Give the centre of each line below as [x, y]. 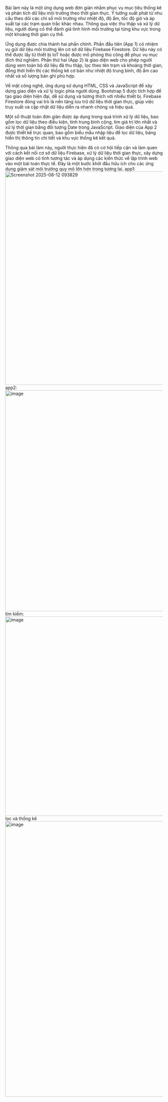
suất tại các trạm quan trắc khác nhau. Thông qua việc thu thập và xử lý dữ [82, 24]
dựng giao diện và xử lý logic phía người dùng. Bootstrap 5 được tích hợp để [83, 91]
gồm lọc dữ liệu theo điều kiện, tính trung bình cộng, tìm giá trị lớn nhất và [81, 122]
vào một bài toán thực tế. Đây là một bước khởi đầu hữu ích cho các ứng [79, 163]
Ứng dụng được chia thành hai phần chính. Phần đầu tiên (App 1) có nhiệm [82, 44]
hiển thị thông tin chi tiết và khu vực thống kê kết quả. [60, 138]
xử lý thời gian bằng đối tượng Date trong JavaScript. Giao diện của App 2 [81, 127]
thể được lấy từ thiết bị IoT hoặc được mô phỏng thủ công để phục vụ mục [81, 55]
